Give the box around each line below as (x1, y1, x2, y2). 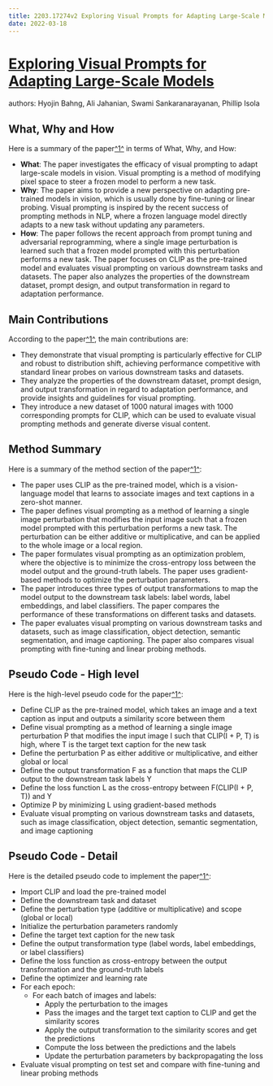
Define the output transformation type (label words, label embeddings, (19, 938, 256, 948)
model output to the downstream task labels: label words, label (19, 592, 231, 602)
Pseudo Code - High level (8, 667, 140, 681)
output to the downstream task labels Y (19, 774, 152, 784)
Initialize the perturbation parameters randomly (19, 921, 179, 931)
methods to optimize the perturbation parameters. (43, 575, 211, 584)
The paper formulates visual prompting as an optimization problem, (19, 549, 246, 558)
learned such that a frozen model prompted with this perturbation (19, 245, 240, 256)
